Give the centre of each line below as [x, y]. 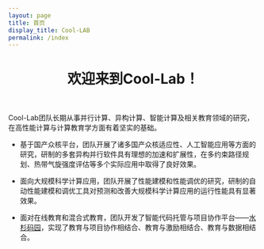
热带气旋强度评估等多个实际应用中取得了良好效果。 [117, 164]
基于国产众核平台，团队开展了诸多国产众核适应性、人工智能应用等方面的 [138, 145]
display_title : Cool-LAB [49, 30]
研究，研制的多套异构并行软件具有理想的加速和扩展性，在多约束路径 [131, 154]
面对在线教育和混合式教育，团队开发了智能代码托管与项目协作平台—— [134, 217]
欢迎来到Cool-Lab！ [133, 79]
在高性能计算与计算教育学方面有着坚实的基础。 [84, 128]
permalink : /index [38, 38]
